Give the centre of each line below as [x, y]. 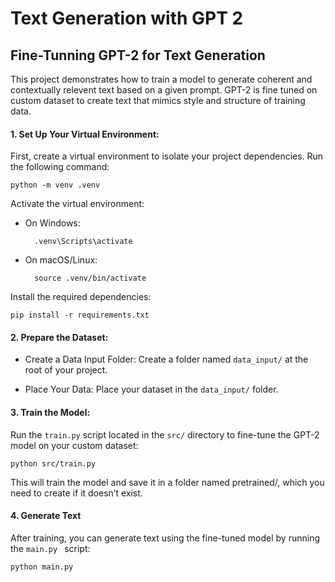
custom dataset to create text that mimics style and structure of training [158, 100]
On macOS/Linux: [61, 260]
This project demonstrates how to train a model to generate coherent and [161, 79]
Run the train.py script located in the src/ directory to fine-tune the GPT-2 [165, 434]
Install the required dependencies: [81, 297]
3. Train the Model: [50, 412]
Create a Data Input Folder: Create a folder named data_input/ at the [166, 359]
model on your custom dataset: [74, 445]
